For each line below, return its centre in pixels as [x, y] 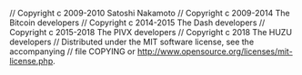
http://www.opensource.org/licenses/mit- [215, 52]
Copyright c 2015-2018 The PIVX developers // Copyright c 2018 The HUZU [151, 32]
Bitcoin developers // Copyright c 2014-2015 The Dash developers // [137, 23]
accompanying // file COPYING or [73, 52]
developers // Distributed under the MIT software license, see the [132, 42]
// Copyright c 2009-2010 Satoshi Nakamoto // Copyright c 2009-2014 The [150, 13]
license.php [31, 61]
